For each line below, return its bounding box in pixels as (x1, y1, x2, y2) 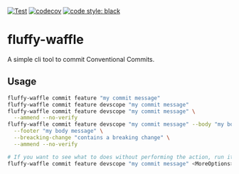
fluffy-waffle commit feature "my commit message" (7, 94, 161, 102)
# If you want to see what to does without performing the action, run (7, 153, 224, 161)
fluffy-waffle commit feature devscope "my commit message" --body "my (7, 121, 224, 128)
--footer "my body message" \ (14, 128, 103, 135)
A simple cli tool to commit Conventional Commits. (7, 55, 155, 63)
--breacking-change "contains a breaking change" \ (14, 134, 171, 141)
